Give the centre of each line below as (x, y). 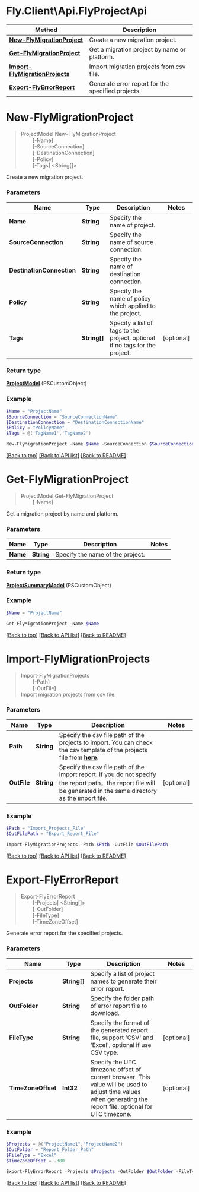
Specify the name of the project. (100, 555)
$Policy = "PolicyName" (36, 428)
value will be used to (119, 1084)
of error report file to (119, 1006)
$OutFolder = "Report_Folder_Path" (50, 1150)
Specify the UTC (113, 1062)
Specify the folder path (122, 998)
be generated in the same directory (108, 791)
